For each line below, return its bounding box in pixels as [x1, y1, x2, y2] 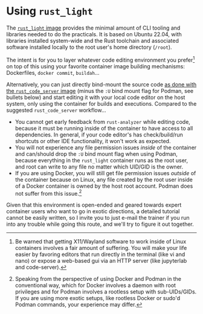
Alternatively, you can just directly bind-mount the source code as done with [6, 80, 197, 88]
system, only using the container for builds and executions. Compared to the [6, 100, 197, 107]
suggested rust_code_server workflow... [6, 106, 107, 114]
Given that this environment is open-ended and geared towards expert [6, 201, 182, 209]
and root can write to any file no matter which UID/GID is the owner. [14, 163, 183, 170]
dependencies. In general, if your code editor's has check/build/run [14, 131, 183, 138]
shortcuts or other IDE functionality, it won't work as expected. [14, 137, 171, 144]
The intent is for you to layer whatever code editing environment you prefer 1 [6, 55, 195, 63]
